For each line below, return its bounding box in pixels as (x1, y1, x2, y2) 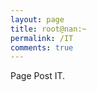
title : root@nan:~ (10, 24, 87, 34)
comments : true (10, 42, 74, 53)
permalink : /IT (10, 33, 74, 43)
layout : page (10, 14, 65, 25)
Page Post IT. (10, 70, 66, 82)
